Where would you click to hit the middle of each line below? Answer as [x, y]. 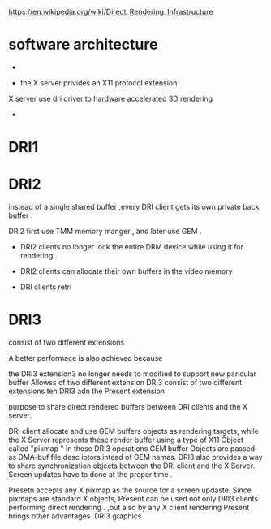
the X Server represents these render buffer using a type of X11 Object [126, 440]
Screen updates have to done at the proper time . [90, 474]
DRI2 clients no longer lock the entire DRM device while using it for [131, 247]
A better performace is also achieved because [86, 358]
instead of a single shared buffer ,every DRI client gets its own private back [134, 207]
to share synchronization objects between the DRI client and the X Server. [132, 466]
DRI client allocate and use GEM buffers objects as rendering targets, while [134, 431]
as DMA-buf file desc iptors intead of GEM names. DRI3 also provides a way [135, 457]
